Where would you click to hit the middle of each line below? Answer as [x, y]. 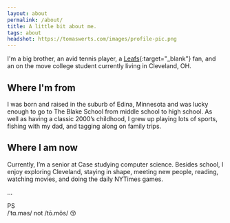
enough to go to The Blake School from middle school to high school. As [110, 111]
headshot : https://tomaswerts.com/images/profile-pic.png [92, 39]
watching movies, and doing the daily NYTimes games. [85, 179]
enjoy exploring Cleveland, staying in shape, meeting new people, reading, [113, 171]
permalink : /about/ [35, 20]
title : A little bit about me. [52, 26]
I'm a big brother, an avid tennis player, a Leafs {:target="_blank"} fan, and [112, 59]
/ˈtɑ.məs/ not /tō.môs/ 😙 [42, 213]
